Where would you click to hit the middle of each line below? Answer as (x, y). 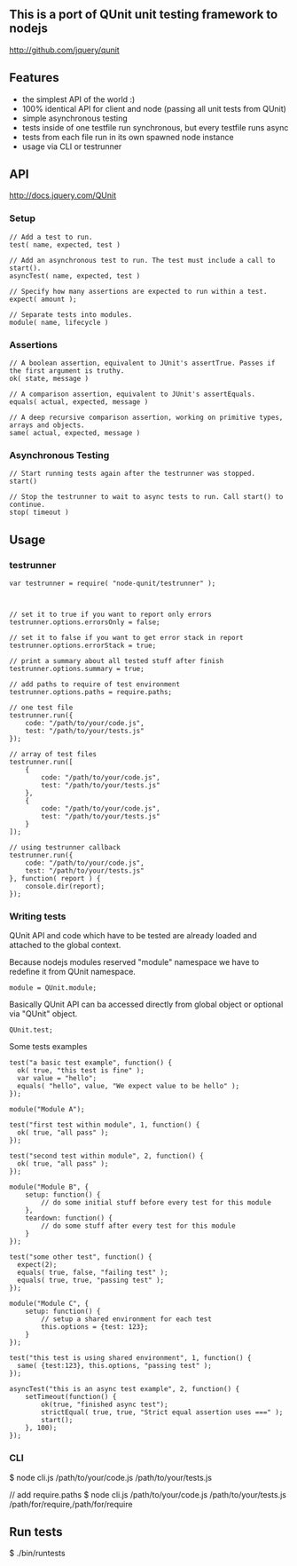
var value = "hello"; (57, 1079)
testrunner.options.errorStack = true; (83, 646)
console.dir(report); (65, 887)
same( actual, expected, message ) (75, 433)
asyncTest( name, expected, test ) (75, 276)
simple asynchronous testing (75, 118)
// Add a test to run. (51, 237)
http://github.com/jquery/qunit (64, 50)
